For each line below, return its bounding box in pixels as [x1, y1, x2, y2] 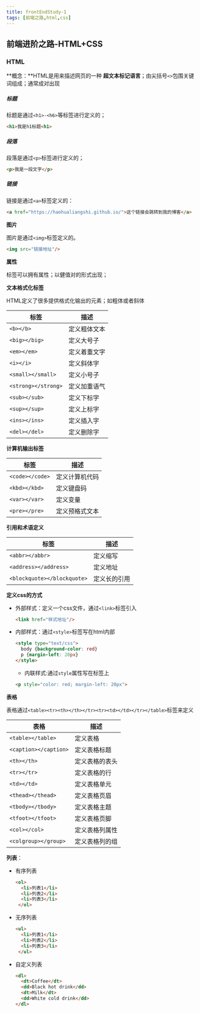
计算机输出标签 [6, 444, 44, 452]
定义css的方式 [6, 591, 43, 599]
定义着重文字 [68, 348, 105, 356]
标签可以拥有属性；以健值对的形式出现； [6, 271, 108, 278]
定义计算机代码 [55, 472, 99, 481]
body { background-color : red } [21, 646, 98, 653]
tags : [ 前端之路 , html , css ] [6, 15, 71, 21]
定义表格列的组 [74, 837, 118, 846]
